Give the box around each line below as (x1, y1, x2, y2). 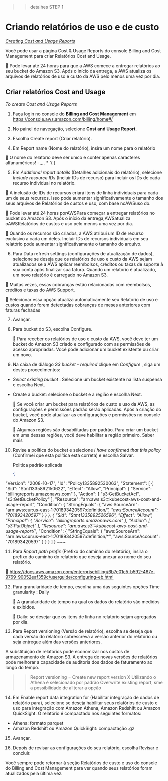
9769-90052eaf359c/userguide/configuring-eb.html (5, 574, 114, 580)
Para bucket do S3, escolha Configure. (12, 326, 93, 332)
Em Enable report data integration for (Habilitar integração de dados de (12, 694, 159, 700)
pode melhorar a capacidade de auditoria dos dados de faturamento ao (5, 659, 153, 665)
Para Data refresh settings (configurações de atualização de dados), (12, 250, 154, 256)
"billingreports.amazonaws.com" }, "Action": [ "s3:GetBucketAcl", (5, 491, 140, 497)
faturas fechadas (5, 307, 41, 313)
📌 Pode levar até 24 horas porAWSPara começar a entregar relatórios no (5, 210, 155, 216)
